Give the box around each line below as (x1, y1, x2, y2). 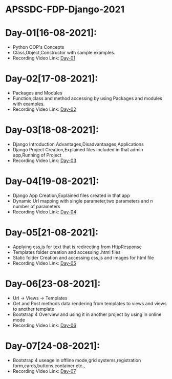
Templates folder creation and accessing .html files (12, 249, 121, 255)
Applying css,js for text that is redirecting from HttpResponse (12, 244, 142, 250)
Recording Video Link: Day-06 (12, 322, 77, 328)
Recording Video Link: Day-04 (12, 209, 77, 215)
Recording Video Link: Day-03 (12, 157, 77, 164)
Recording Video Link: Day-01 (12, 55, 76, 61)
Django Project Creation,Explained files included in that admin (12, 147, 143, 152)
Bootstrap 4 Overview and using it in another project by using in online (12, 311, 162, 317)
